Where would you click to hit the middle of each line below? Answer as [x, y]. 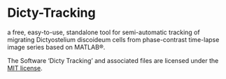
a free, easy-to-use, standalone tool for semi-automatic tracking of [104, 32]
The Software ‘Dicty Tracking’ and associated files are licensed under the [113, 60]
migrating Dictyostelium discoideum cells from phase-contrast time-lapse [113, 39]
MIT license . [25, 68]
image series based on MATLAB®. [56, 47]
